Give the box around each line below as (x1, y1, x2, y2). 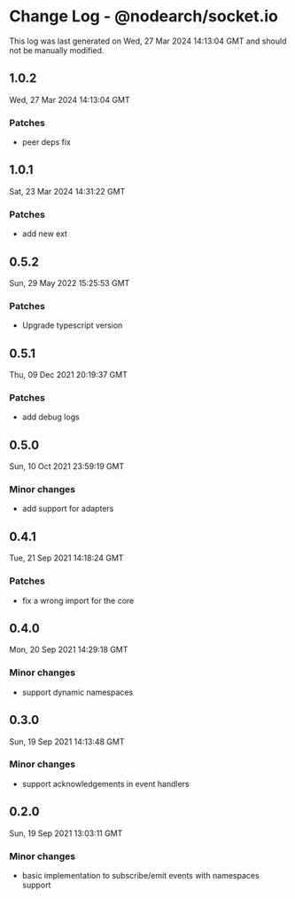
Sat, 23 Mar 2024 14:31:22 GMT (9, 186, 126, 196)
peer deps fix (21, 137, 71, 147)
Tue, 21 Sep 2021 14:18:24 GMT (9, 553, 124, 563)
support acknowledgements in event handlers (21, 778, 190, 789)
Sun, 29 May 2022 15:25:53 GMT (9, 277, 130, 288)
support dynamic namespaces (21, 687, 134, 697)
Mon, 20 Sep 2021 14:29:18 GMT (9, 644, 128, 655)
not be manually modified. (9, 44, 105, 55)
